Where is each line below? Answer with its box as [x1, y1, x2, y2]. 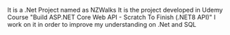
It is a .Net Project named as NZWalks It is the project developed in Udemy [7, 6, 223, 14]
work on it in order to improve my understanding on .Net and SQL [7, 21, 197, 28]
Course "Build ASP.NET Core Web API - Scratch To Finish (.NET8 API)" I [7, 13, 216, 21]
